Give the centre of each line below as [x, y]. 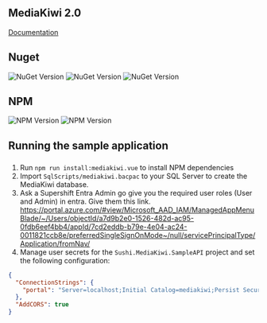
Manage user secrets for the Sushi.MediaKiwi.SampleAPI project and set [137, 252]
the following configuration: [65, 260]
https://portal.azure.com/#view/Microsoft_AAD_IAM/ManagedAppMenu [137, 209]
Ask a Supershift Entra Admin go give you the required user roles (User [136, 193]
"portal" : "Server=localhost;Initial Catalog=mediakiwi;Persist [131, 290]
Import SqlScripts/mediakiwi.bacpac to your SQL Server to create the [133, 176]
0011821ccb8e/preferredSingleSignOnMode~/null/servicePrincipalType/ [137, 235]
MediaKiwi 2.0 [45, 13]
